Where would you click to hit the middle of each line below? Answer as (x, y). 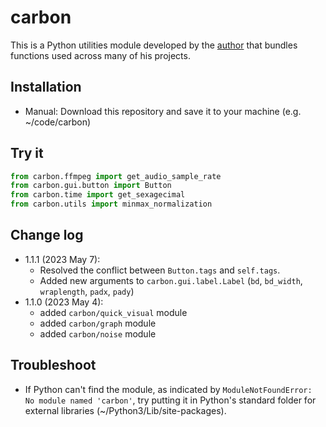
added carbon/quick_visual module (113, 312)
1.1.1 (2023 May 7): (62, 259)
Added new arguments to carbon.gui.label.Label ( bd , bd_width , (171, 280)
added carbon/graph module (98, 323)
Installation (46, 87)
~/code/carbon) (58, 122)
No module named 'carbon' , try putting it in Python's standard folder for (170, 400)
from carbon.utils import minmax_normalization (111, 204)
